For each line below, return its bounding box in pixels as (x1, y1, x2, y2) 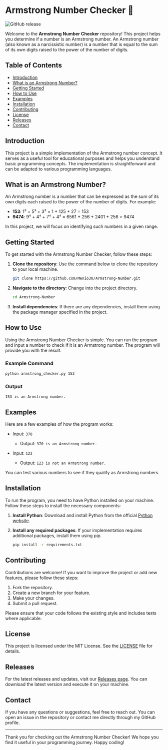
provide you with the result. (5, 347, 61, 353)
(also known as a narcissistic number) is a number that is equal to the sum (5, 41, 158, 47)
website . (12, 517, 30, 524)
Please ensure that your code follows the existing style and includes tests (5, 610, 156, 616)
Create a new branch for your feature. (12, 590, 91, 596)
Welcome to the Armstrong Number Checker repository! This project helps (5, 30, 161, 36)
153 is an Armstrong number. (5, 394, 66, 399)
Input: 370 (12, 431, 32, 437)
